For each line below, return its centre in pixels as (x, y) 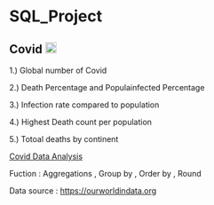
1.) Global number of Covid (58, 70)
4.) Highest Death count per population (81, 122)
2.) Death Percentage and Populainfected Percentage (107, 87)
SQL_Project (56, 16)
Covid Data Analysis (46, 156)
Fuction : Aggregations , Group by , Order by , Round (105, 173)
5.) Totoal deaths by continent (64, 139)
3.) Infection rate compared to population (84, 105)
